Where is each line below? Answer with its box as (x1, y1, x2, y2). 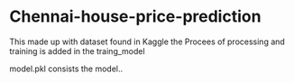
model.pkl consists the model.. (9, 63, 124, 74)
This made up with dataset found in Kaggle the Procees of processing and (9, 36, 286, 47)
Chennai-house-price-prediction (9, 6, 262, 27)
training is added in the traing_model (9, 45, 146, 56)
